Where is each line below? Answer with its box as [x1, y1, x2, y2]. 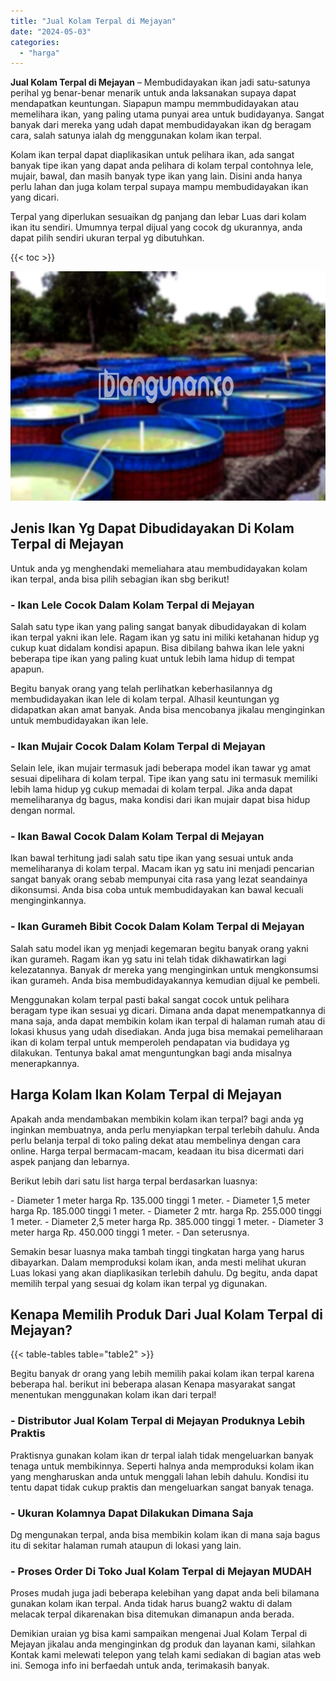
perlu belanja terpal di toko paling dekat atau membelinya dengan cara [10, 1134, 301, 1146]
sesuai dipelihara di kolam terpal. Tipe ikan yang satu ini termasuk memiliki [10, 773, 318, 785]
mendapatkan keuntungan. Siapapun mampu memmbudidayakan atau [10, 98, 300, 110]
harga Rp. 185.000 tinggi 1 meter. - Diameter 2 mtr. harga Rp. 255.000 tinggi [10, 1205, 322, 1217]
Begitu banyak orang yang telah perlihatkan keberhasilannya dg [10, 682, 273, 694]
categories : [10, 37, 60, 47]
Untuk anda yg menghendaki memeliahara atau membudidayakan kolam [10, 562, 308, 574]
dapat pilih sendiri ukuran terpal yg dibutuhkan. [10, 232, 205, 244]
